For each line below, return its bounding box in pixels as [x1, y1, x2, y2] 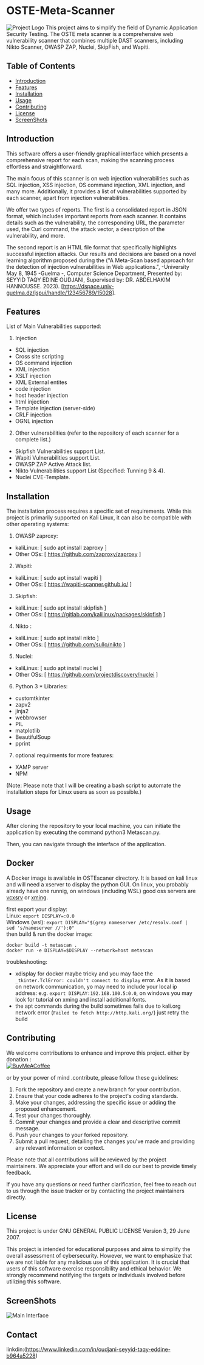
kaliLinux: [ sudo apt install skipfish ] [15, 604, 106, 611]
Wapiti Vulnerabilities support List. [15, 454, 101, 462]
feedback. [6, 1169, 32, 1176]
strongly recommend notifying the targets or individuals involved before [6, 1272, 186, 1279]
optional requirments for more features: [15, 752, 114, 759]
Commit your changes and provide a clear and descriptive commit [15, 1118, 181, 1125]
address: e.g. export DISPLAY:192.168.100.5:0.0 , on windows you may [15, 989, 192, 997]
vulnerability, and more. [6, 232, 66, 239]
